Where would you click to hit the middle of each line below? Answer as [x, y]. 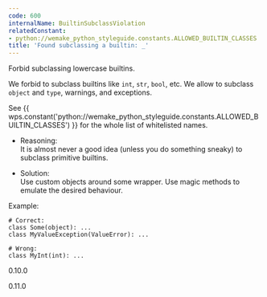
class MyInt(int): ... [46, 256]
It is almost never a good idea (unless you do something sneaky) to [131, 149]
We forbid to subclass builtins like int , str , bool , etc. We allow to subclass [131, 84]
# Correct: [27, 221]
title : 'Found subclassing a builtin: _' [79, 46]
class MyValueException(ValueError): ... [79, 235]
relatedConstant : [37, 31]
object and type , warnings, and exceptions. [80, 92]
